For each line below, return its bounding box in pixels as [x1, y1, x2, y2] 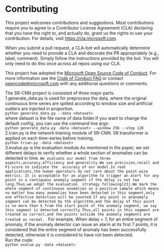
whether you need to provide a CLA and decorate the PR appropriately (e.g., [5, 50, 160, 56]
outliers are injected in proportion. [5, 106, 74, 112]
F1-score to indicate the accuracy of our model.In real [5, 165, 126, 169]
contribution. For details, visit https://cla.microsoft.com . [5, 35, 117, 41]
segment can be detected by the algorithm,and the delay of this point [5, 199, 155, 204]
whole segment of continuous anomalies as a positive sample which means [5, 186, 160, 191]
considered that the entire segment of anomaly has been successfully [5, 226, 146, 232]
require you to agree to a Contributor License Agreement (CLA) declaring [5, 25, 153, 30]
